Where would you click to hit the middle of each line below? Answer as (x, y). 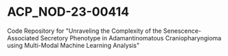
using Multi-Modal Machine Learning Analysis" (73, 45)
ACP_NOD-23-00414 (68, 12)
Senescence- (182, 31)
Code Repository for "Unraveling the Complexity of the (84, 31)
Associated (23, 38)
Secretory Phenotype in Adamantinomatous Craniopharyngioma (131, 38)
